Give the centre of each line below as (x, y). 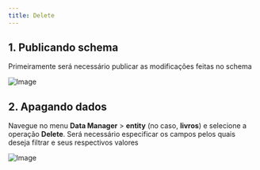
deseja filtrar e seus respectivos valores (73, 142)
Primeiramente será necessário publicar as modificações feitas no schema (130, 66)
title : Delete (32, 15)
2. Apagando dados (57, 106)
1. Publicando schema (63, 48)
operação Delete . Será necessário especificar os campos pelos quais (122, 134)
